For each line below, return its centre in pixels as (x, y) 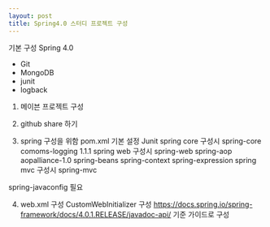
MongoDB (37, 72)
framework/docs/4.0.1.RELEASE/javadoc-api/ (96, 214)
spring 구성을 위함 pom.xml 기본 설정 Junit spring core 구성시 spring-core (141, 141)
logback (34, 89)
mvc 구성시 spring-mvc (59, 169)
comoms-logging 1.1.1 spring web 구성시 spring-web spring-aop (126, 151)
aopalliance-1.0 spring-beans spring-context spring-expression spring (138, 160)
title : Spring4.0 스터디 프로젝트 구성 (68, 24)
